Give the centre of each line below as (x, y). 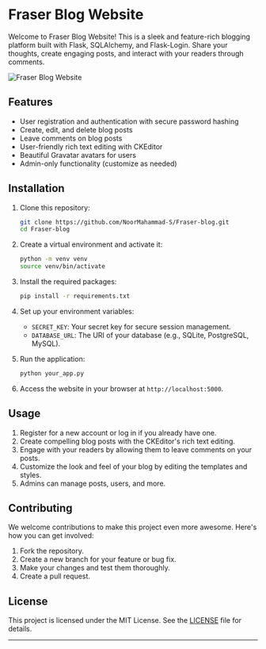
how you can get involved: (51, 536)
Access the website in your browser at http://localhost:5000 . (122, 388)
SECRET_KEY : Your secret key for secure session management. (131, 326)
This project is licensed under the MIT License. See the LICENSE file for (125, 620)
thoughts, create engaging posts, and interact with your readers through (126, 53)
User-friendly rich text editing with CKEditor (91, 146)
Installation (36, 188)
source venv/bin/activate (62, 267)
